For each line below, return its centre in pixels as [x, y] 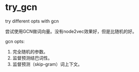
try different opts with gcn [32, 21]
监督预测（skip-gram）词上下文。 [47, 64]
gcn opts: [15, 41]
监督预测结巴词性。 [32, 58]
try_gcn [21, 7]
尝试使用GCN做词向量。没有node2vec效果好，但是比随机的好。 [71, 31]
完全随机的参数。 [30, 51]
